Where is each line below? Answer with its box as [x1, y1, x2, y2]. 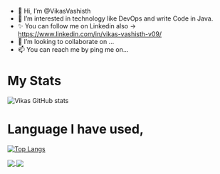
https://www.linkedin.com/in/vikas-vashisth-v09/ [17, 30, 162, 38]
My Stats [7, 73, 62, 89]
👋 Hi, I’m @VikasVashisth [17, 7, 91, 15]
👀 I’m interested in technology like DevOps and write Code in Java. [17, 14, 214, 23]
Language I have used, [7, 121, 144, 138]
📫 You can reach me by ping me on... [17, 45, 129, 53]
